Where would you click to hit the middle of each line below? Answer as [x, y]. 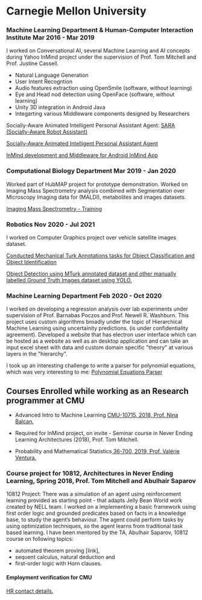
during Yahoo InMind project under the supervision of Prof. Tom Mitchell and [101, 57]
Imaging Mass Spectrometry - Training [54, 208]
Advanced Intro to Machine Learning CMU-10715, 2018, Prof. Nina [96, 415]
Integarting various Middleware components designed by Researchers [102, 114]
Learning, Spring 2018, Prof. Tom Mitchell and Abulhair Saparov [101, 481]
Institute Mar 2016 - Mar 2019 [50, 37]
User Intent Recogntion [44, 82]
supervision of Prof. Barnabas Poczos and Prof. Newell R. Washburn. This [97, 315]
